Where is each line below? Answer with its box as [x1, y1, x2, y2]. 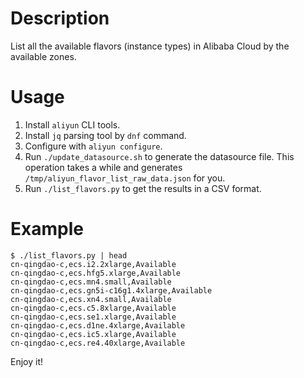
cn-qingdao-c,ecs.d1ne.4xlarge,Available [10, 320, 186, 331]
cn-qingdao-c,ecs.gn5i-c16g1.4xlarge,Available [10, 285, 213, 296]
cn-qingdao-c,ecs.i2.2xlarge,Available [10, 259, 177, 269]
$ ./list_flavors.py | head [10, 250, 128, 261]
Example [10, 218, 84, 241]
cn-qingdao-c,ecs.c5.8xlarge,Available [10, 303, 177, 313]
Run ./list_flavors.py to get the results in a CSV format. [24, 182, 262, 194]
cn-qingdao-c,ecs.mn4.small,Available [10, 277, 172, 287]
